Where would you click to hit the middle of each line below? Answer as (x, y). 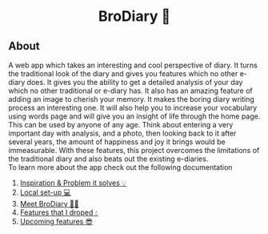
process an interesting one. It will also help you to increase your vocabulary (133, 108)
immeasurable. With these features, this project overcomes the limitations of (134, 150)
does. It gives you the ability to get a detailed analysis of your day (135, 82)
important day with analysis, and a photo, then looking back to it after (122, 133)
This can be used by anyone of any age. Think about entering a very (121, 125)
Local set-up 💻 (45, 192)
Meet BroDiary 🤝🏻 (49, 204)
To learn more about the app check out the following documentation (120, 167)
